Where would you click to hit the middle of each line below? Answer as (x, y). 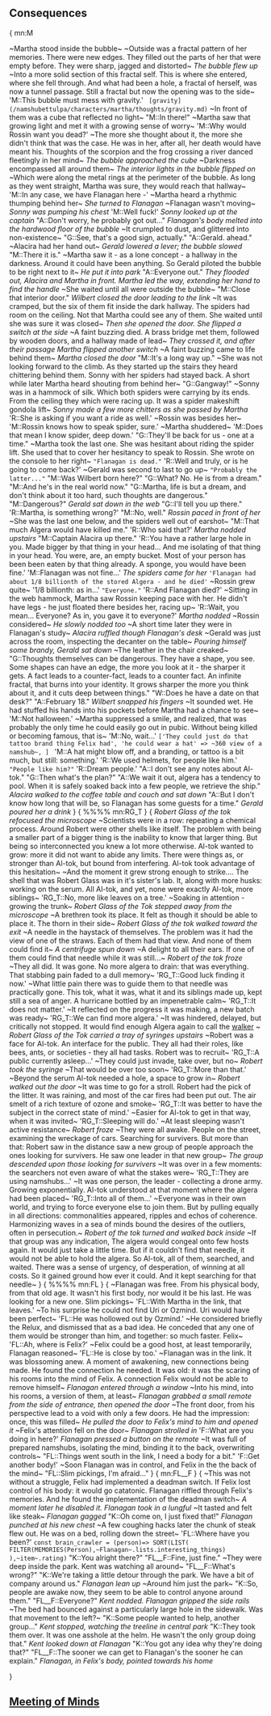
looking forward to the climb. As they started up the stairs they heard (124, 366)
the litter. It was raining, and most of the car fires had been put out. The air (133, 1095)
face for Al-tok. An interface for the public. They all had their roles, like (126, 1043)
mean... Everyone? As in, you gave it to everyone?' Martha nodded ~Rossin (134, 615)
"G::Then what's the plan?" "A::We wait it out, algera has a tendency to (144, 777)
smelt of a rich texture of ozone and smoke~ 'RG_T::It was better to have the (136, 1104)
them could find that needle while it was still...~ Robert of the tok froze (126, 957)
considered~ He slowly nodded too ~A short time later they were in (121, 624)
